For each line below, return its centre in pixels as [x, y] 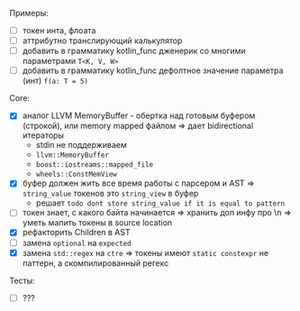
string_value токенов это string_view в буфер [110, 194]
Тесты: [23, 280]
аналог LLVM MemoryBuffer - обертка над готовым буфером [139, 115]
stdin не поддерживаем [82, 145]
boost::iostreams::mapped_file [95, 165]
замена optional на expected [77, 242]
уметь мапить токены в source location [97, 223]
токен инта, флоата [59, 30]
